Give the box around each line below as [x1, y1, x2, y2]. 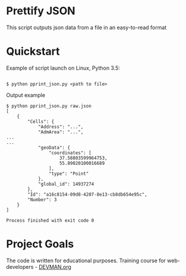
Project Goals [6, 237, 74, 251]
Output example [6, 91, 46, 99]
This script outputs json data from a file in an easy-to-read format [6, 24, 167, 31]
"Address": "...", [37, 124, 84, 130]
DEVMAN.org [38, 263, 71, 270]
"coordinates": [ [48, 150, 92, 156]
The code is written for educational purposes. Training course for [6, 257, 166, 264]
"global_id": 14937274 [37, 181, 94, 187]
